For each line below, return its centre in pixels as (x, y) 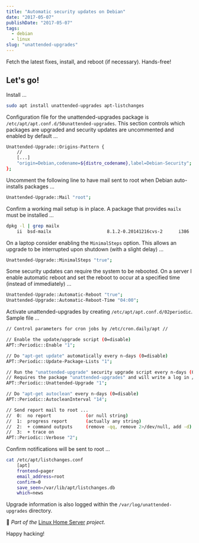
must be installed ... (30, 215)
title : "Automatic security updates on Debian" (66, 12)
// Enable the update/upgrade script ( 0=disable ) (69, 340)
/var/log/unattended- (145, 505)
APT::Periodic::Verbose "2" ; (42, 438)
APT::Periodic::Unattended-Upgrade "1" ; (57, 383)
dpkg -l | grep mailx (33, 226)
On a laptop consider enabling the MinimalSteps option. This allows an (91, 243)
